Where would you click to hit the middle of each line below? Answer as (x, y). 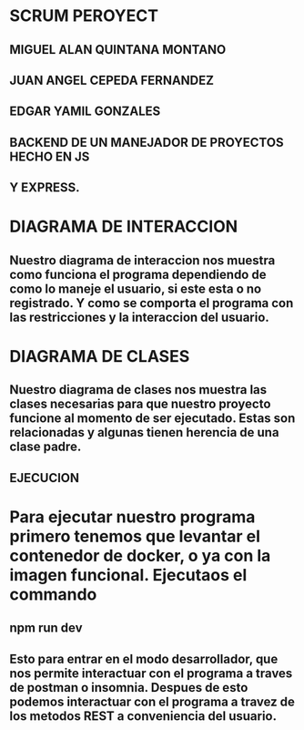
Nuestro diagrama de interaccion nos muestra (142, 260)
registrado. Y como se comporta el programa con (152, 303)
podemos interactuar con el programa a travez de (152, 701)
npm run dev (46, 628)
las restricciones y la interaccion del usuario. (140, 317)
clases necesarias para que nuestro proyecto (140, 404)
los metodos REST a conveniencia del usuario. (143, 716)
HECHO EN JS (50, 156)
